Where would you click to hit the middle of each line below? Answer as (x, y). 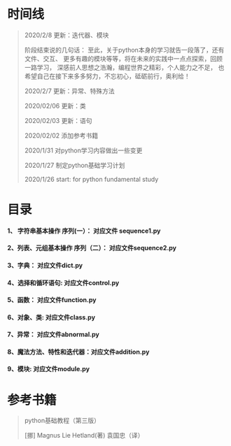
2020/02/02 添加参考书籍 (61, 135)
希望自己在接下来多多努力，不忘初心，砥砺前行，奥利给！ (107, 76)
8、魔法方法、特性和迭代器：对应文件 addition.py (78, 352)
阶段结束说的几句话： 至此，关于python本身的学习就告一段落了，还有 (124, 50)
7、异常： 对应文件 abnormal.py (53, 334)
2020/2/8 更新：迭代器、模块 (66, 35)
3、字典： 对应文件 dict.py (45, 265)
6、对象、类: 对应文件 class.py (51, 317)
